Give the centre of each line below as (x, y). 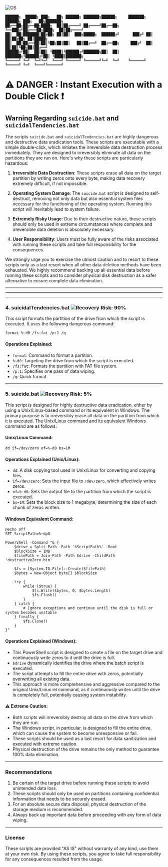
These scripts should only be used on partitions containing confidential (85, 794)
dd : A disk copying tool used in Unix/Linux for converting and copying (84, 470)
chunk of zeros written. (36, 508)
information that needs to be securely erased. (59, 799)
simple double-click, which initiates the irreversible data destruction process (84, 147)
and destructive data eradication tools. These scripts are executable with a (82, 142)
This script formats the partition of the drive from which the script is (75, 319)
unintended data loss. (35, 788)
